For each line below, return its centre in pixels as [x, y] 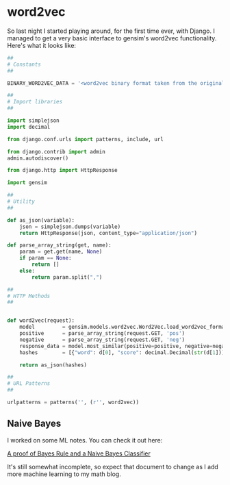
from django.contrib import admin [56, 151]
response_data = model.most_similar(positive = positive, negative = [116, 346]
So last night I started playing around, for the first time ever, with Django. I [111, 31]
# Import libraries [35, 102]
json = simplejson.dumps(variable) [70, 227]
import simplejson [33, 121]
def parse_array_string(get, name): [59, 245]
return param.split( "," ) [67, 277]
